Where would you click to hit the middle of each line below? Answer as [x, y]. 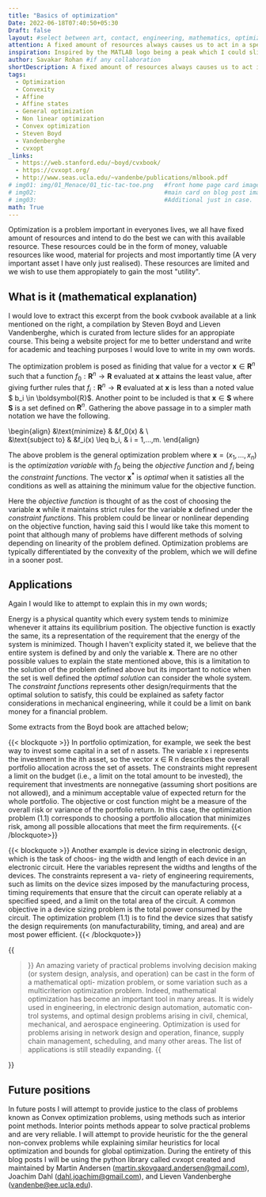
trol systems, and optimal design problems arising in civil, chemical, [138, 1016]
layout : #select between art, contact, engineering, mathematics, [120, 38]
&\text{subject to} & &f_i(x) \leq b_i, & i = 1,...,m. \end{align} [104, 440]
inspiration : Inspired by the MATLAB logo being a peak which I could [127, 52]
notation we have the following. [59, 416]
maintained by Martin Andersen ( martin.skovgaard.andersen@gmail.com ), [129, 1168]
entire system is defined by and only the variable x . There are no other [123, 653]
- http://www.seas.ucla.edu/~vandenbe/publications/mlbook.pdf [122, 178]
